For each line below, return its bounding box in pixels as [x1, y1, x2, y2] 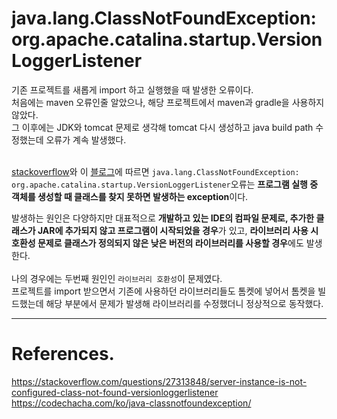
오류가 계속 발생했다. [45, 133, 127, 146]
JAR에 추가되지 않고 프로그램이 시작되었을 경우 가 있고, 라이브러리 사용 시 [37, 224, 319, 236]
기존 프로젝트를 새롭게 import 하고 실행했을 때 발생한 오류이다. [11, 83, 254, 96]
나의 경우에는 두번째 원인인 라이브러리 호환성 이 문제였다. [11, 272, 223, 284]
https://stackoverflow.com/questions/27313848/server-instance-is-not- [11, 375, 308, 387]
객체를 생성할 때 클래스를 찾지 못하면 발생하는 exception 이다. [11, 190, 249, 202]
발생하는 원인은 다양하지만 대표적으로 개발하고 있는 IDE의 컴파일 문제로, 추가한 [11, 212, 315, 224]
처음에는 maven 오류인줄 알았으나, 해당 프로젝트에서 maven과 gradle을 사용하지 [11, 96, 325, 108]
